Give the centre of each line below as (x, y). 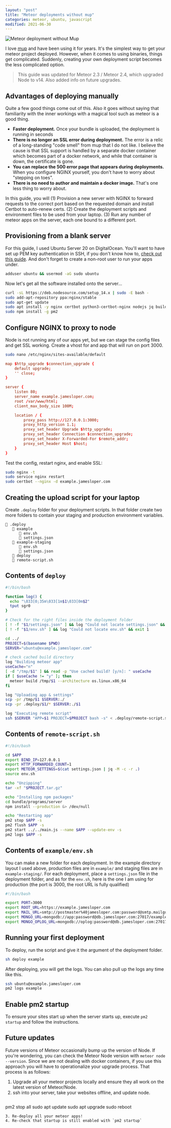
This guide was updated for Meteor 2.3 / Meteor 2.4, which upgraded (91, 75)
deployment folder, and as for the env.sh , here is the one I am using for (79, 879)
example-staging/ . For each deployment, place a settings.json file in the (82, 873)
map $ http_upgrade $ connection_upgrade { (50, 364)
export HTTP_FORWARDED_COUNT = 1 (38, 765)
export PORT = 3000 (24, 903)
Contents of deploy (36, 576)
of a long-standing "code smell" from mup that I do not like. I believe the (88, 145)
